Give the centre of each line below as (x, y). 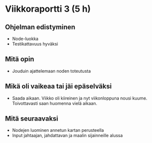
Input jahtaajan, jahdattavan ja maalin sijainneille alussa (67, 136)
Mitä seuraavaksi (32, 119)
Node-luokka (25, 39)
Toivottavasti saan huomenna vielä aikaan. (55, 103)
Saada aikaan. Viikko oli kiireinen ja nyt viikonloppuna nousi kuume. (80, 98)
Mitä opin (20, 59)
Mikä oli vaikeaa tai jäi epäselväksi (58, 86)
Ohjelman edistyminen (40, 27)
